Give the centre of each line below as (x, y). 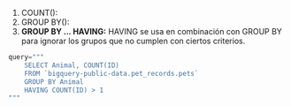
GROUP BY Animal (54, 82)
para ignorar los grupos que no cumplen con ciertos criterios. (133, 41)
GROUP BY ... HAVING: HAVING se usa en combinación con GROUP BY (151, 31)
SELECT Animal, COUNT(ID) (72, 65)
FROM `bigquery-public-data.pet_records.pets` (111, 73)
